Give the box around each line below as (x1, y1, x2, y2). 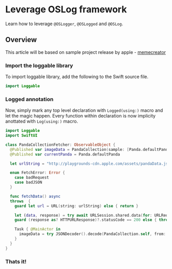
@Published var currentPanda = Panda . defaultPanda (10, 151, 120, 157)
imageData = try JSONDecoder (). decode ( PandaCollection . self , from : (18, 232, 166, 237)
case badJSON (14, 180, 42, 185)
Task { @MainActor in (14, 227, 60, 232)
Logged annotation (5, 95, 54, 103)
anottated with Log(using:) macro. (5, 118, 78, 124)
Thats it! (5, 258, 27, 265)
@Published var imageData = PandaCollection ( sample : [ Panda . (10, 147, 143, 152)
